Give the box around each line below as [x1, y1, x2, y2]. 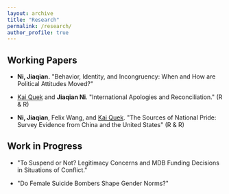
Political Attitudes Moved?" [16, 80, 94, 88]
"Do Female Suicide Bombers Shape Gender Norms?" [16, 179, 169, 187]
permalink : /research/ [7, 23, 72, 29]
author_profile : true [7, 29, 69, 36]
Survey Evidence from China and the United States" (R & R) [16, 121, 185, 129]
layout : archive [7, 10, 53, 17]
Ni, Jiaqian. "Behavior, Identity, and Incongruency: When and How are [16, 72, 216, 81]
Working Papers [7, 54, 77, 66]
